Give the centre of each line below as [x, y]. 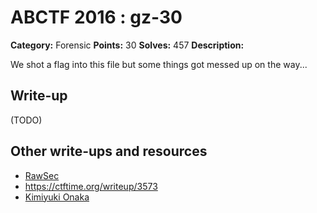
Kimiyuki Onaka [57, 197]
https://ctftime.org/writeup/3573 [91, 186]
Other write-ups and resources [109, 151]
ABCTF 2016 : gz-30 [96, 17]
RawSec [42, 175]
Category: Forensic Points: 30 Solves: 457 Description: [127, 45]
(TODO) [26, 120]
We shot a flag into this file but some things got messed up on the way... [159, 64]
